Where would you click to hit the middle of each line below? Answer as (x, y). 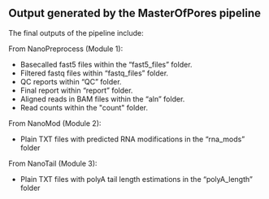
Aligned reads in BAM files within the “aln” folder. (102, 99)
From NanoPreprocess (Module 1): (66, 49)
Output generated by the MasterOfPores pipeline (135, 13)
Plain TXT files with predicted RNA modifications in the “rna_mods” (132, 139)
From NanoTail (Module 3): (53, 163)
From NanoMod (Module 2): (55, 123)
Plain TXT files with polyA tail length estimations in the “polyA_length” (137, 179)
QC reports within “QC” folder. (71, 81)
